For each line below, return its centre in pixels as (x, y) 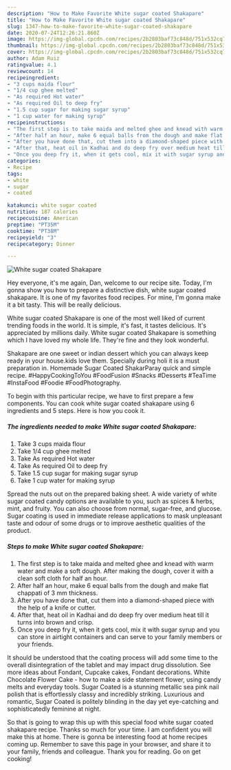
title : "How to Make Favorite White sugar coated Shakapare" (97, 20)
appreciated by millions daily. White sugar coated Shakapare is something (112, 333)
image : (16, 39)
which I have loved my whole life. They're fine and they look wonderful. (108, 340)
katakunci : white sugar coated (52, 205)
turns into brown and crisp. (55, 622)
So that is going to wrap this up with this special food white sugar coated (110, 722)
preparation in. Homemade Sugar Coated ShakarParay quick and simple (109, 368)
